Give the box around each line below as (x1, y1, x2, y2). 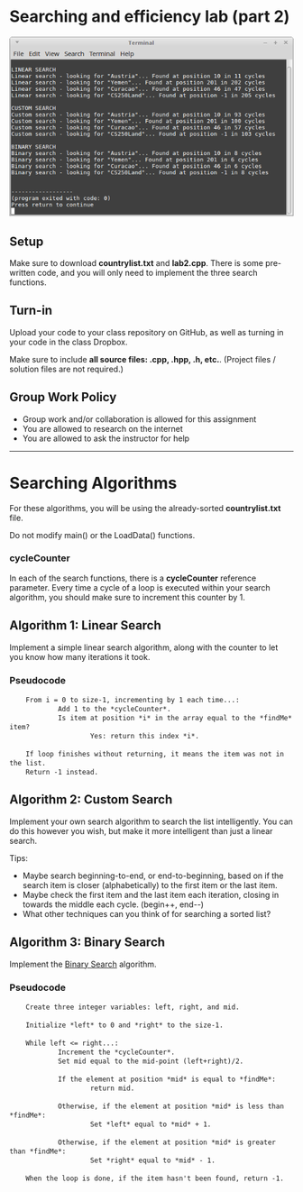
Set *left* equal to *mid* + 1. (89, 1120, 212, 1129)
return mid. (89, 1084, 135, 1093)
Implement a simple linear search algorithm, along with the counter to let (9, 642, 279, 653)
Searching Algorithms (9, 472, 178, 493)
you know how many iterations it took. (9, 651, 151, 662)
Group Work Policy (9, 390, 117, 405)
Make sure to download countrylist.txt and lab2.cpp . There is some (9, 257, 264, 268)
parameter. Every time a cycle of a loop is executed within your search (9, 582, 271, 592)
